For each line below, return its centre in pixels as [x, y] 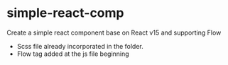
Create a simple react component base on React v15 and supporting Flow [114, 32]
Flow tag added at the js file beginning [73, 54]
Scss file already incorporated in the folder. [80, 46]
